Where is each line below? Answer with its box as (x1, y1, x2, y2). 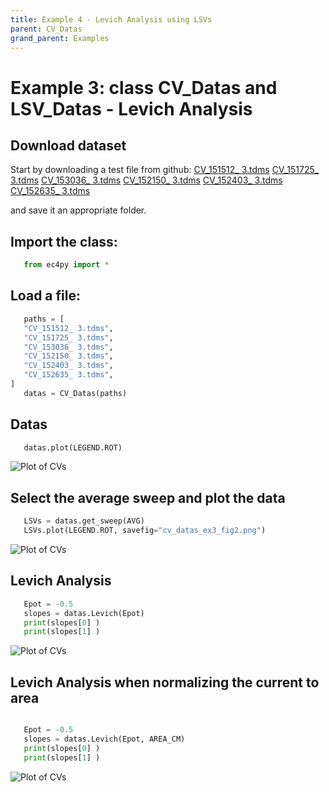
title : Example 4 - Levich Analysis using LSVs (10, 14, 213, 25)
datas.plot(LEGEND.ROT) (23, 442, 123, 453)
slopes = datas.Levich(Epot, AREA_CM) (23, 734, 186, 744)
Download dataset (10, 137, 127, 154)
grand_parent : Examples (10, 33, 110, 43)
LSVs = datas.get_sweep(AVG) (23, 516, 145, 526)
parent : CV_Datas (10, 24, 83, 34)
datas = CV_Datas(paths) (23, 388, 128, 398)
